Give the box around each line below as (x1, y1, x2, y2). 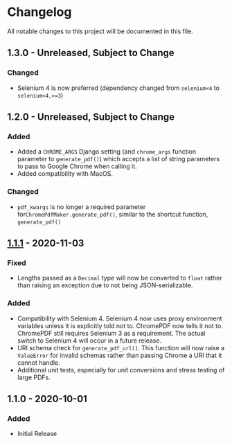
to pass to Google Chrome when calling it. (17, 162, 137, 170)
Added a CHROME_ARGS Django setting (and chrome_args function (17, 147, 197, 156)
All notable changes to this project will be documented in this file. (7, 27, 194, 35)
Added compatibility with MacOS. (17, 170, 113, 178)
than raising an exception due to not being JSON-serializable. (17, 281, 193, 289)
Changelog (7, 4, 72, 20)
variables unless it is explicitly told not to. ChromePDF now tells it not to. (17, 321, 223, 329)
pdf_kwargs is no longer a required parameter (17, 202, 146, 211)
